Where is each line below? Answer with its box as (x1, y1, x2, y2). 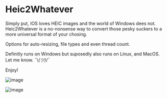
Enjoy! (5, 67, 19, 73)
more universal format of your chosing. (5, 31, 87, 37)
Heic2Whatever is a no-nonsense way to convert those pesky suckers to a (5, 25, 162, 31)
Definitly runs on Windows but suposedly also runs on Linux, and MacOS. (5, 51, 160, 57)
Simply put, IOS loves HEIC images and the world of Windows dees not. (5, 20, 156, 26)
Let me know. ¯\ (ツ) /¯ (5, 57, 50, 63)
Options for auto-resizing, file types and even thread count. (5, 41, 130, 47)
